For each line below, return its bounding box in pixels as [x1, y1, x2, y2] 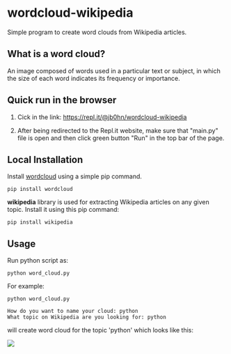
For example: [7, 282, 45, 291]
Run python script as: [7, 256, 68, 265]
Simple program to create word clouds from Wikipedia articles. [7, 28, 187, 36]
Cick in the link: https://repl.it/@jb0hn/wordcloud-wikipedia [17, 113, 187, 121]
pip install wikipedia [7, 219, 73, 226]
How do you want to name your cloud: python [7, 308, 138, 315]
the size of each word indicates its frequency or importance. [7, 74, 180, 82]
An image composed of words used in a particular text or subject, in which [7, 66, 221, 75]
